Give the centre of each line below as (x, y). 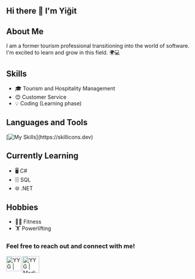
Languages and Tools (47, 122)
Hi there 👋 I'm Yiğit (42, 11)
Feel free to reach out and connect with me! (71, 246)
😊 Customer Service (41, 97)
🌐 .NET (24, 188)
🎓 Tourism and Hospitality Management (65, 89)
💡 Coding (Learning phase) (48, 104)
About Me (25, 31)
